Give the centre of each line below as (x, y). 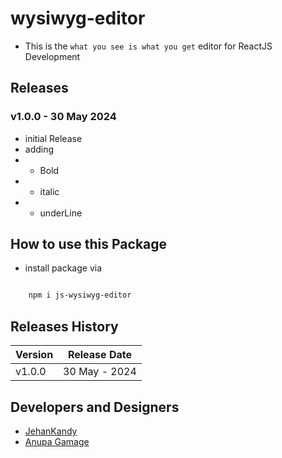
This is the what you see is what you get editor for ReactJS (148, 46)
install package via (63, 268)
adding (39, 149)
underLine (61, 213)
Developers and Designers (95, 407)
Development (52, 56)
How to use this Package (89, 244)
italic (49, 191)
